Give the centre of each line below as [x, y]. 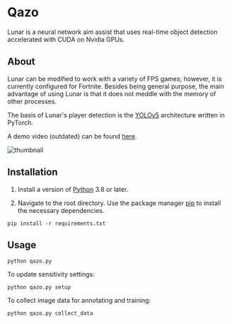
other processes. [32, 101]
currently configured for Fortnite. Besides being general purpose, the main [116, 86]
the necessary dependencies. [61, 210]
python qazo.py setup [39, 287]
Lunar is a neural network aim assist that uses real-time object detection [112, 32]
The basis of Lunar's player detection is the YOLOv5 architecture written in [116, 115]
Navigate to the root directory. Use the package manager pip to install [119, 203]
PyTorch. [21, 122]
